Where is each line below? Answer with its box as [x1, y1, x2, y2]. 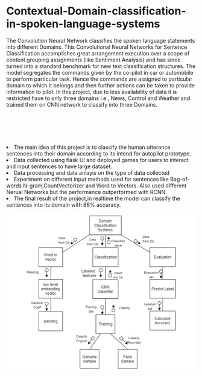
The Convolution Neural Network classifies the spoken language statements [6, 37, 195, 44]
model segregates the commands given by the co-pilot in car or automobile [6, 69, 194, 76]
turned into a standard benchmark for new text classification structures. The [6, 62, 196, 70]
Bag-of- [169, 175, 190, 183]
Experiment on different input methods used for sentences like [14, 175, 169, 183]
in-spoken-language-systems [6, 17, 160, 31]
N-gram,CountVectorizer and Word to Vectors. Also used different [23, 182, 187, 189]
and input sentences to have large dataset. [6, 163, 113, 170]
